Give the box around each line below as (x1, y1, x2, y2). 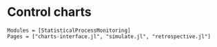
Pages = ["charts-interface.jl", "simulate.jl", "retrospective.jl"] (7, 32, 211, 40)
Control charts (7, 4, 92, 20)
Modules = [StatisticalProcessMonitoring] (7, 27, 131, 34)
